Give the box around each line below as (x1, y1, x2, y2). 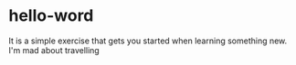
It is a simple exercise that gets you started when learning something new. (8, 35, 288, 46)
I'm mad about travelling (8, 44, 100, 55)
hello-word (8, 5, 94, 26)
